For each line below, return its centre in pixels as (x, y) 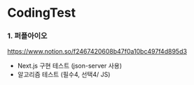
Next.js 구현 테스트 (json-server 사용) (70, 66)
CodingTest (41, 13)
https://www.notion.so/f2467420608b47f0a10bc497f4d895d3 (97, 52)
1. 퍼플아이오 (27, 36)
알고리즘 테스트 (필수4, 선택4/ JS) (64, 75)
